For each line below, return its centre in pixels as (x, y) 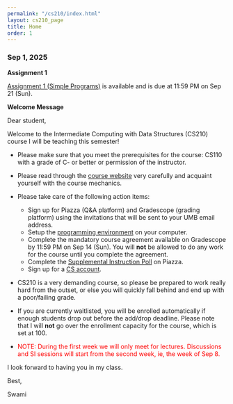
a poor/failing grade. (47, 297)
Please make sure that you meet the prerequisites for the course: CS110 (120, 154)
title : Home (24, 26)
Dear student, (27, 120)
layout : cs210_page (35, 20)
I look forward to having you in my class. (65, 367)
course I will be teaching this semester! (63, 141)
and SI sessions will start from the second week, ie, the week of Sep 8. (119, 354)
